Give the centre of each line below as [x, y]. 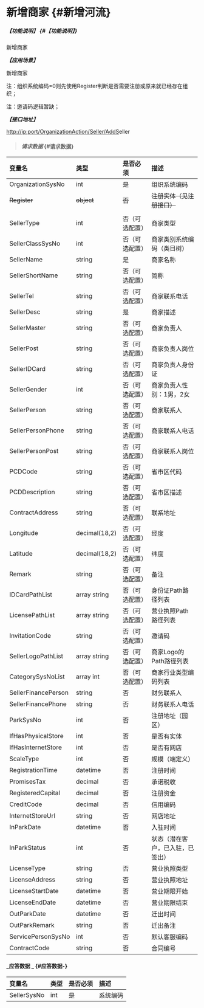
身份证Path [167, 590]
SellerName [26, 260]
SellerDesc [25, 312]
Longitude [24, 533]
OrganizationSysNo [37, 184]
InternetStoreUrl [32, 816]
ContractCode [29, 948]
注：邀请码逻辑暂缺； [33, 106]
